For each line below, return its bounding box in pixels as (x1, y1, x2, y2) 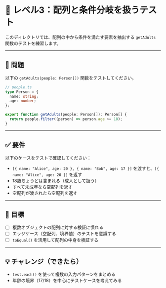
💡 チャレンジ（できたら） (5, 257, 83, 266)
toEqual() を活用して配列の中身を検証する (12, 237, 99, 243)
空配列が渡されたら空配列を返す (12, 190, 78, 196)
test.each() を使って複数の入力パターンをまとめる (12, 271, 116, 277)
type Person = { (5, 89, 39, 94)
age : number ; (9, 98, 37, 104)
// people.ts (5, 84, 32, 89)
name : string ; (9, 94, 39, 99)
